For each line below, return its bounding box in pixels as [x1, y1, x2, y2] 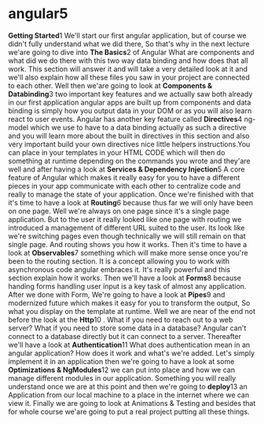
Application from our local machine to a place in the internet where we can [8, 390, 250, 400]
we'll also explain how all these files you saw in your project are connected [8, 72, 250, 82]
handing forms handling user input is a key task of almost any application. [8, 281, 247, 291]
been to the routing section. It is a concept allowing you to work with [8, 256, 230, 266]
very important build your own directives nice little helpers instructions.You [8, 139, 251, 149]
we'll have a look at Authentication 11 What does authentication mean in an [8, 340, 251, 349]
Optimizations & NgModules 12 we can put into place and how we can [8, 365, 236, 374]
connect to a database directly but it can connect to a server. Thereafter [8, 331, 242, 341]
